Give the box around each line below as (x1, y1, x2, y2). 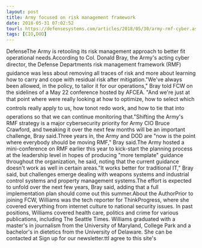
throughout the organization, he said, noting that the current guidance (6, 158, 179, 166)
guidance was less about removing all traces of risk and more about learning (6, 70, 196, 77)
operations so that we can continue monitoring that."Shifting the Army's (6, 113, 184, 120)
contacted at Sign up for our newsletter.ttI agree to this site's (6, 235, 156, 242)
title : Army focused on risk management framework (6, 14, 136, 20)
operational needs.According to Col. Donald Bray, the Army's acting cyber (6, 54, 189, 61)
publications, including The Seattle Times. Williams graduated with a (6, 215, 176, 223)
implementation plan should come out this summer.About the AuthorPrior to (6, 190, 194, 197)
